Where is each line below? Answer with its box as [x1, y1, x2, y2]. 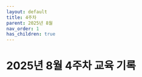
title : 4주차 [6, 14, 37, 20]
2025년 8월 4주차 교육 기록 [6, 59, 137, 73]
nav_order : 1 [6, 25, 39, 32]
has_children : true [6, 31, 56, 37]
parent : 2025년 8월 [6, 20, 53, 26]
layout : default [6, 8, 47, 15]
